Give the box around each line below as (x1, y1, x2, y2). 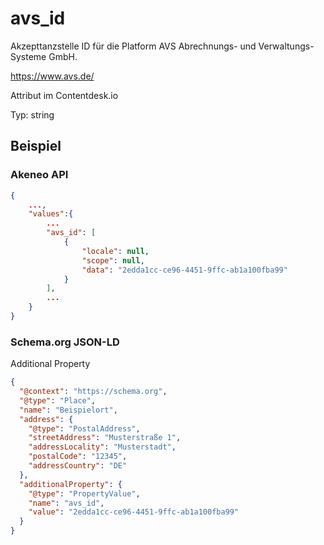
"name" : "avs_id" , (28, 498, 105, 508)
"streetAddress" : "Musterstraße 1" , (28, 433, 182, 443)
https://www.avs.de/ (10, 70, 95, 82)
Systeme (10, 50, 47, 62)
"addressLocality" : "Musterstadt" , (28, 442, 177, 452)
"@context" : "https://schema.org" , (19, 387, 168, 397)
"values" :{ (28, 209, 74, 219)
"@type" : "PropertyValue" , (28, 488, 141, 499)
